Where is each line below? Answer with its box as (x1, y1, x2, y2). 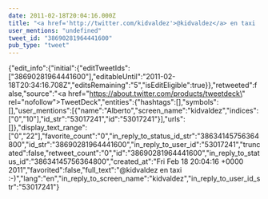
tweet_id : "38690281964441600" (8, 34, 113, 42)
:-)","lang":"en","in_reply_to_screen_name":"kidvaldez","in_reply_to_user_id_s (8, 173, 261, 184)
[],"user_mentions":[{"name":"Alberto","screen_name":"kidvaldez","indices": (8, 105, 259, 116)
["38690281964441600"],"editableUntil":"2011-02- (8, 72, 176, 82)
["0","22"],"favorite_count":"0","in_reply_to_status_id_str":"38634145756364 (8, 131, 260, 141)
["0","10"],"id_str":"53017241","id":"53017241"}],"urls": (8, 114, 186, 124)
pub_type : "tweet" (8, 42, 70, 50)
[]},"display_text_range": (8, 123, 88, 133)
